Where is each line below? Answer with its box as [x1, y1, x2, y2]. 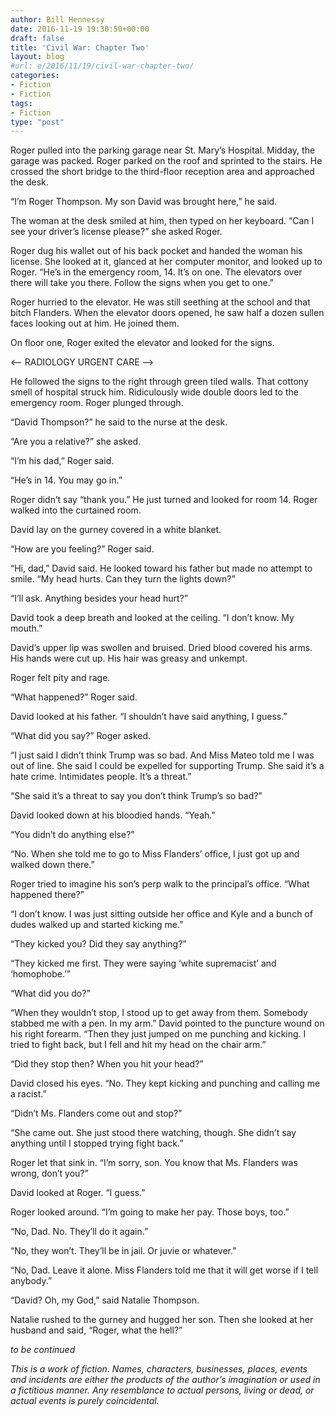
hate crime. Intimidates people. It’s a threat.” [10, 771, 192, 783]
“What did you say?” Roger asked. [10, 730, 152, 742]
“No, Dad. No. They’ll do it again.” [10, 1226, 149, 1238]
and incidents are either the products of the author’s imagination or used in [10, 1374, 321, 1386]
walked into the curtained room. [10, 504, 142, 516]
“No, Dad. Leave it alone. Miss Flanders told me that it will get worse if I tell [10, 1264, 319, 1276]
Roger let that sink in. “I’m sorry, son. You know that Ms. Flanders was [10, 1157, 298, 1169]
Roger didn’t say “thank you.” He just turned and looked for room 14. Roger [10, 494, 318, 506]
